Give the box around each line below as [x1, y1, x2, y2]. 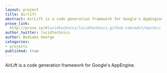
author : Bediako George [5, 35, 55, 40]
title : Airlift [5, 12, 37, 17]
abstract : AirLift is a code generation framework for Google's [5, 16, 141, 21]
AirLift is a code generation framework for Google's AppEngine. [5, 62, 135, 68]
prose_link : [5, 21, 30, 26]
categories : [5, 39, 30, 44]
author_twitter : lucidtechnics [5, 30, 70, 35]
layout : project [5, 7, 39, 12]
